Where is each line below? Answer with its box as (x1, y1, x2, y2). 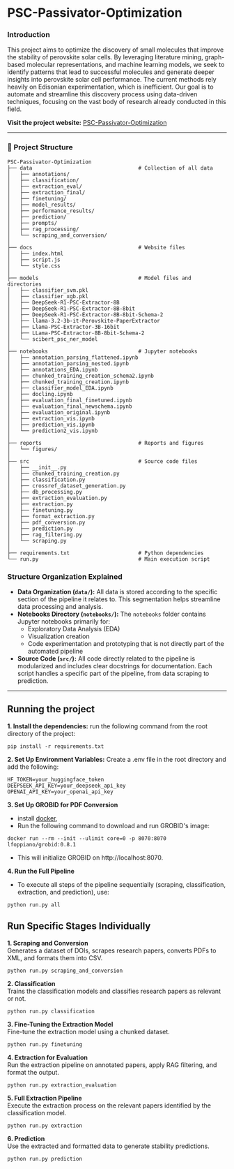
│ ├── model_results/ (7, 201, 77, 208)
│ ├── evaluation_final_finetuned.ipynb (7, 397, 132, 404)
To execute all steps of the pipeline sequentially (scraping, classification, (17, 880, 226, 888)
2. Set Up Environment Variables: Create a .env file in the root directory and (7, 755, 226, 763)
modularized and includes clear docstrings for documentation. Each (17, 662, 212, 670)
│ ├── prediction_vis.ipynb (7, 421, 95, 428)
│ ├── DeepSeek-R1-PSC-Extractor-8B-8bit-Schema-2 (7, 311, 164, 318)
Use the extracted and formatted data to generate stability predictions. (7, 1142, 210, 1150)
